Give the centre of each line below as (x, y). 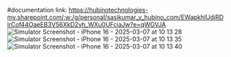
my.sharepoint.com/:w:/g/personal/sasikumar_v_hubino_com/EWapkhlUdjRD (115, 17)
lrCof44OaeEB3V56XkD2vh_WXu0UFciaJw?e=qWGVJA (87, 24)
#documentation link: (37, 10)
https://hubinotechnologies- (108, 10)
